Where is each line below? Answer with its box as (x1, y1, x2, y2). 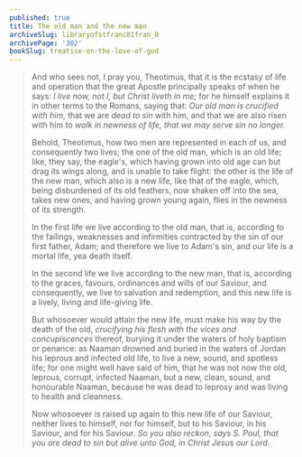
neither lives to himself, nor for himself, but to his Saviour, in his (31, 418, 267, 429)
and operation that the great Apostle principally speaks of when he (31, 81, 280, 92)
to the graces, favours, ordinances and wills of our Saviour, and (31, 277, 268, 289)
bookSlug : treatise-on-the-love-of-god (9, 47, 160, 56)
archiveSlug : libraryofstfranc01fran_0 (9, 30, 160, 39)
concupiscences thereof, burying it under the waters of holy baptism (31, 333, 287, 344)
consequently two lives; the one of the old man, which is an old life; (31, 146, 282, 158)
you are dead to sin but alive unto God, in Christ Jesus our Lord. (31, 437, 270, 448)
